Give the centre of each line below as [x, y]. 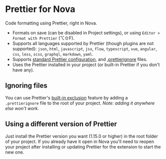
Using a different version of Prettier [61, 124]
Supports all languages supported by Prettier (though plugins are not [83, 43]
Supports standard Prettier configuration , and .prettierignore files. [80, 59]
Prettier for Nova [40, 9]
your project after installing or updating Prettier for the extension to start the [83, 146]
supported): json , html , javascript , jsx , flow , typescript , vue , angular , [84, 48]
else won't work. [22, 108]
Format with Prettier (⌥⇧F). [43, 38]
